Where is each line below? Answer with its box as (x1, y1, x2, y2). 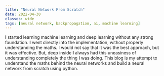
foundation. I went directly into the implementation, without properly (5, 40, 144, 46)
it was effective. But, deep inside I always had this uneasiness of (5, 50, 137, 56)
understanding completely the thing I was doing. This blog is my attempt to (5, 55, 158, 61)
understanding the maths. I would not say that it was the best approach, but (5, 45, 159, 51)
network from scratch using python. (5, 66, 78, 72)
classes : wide (5, 16, 35, 21)
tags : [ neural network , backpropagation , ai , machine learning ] (5, 21, 140, 26)
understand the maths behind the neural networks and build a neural (5, 60, 145, 66)
